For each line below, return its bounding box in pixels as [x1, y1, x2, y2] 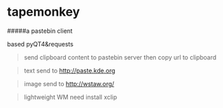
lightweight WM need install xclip [23, 93, 118, 101]
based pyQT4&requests [7, 40, 74, 48]
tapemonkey [7, 4, 80, 20]
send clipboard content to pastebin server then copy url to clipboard [23, 53, 217, 62]
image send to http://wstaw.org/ [23, 79, 115, 87]
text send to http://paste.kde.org [23, 66, 116, 75]
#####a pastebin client [7, 27, 73, 35]
